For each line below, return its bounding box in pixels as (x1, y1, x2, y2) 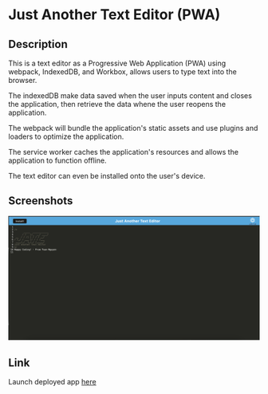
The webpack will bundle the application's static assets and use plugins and (8, 124, 258, 132)
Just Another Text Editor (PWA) (8, 6, 221, 24)
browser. (8, 76, 37, 85)
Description (8, 37, 68, 51)
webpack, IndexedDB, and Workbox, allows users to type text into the (8, 67, 237, 77)
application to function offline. (8, 156, 107, 165)
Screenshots (8, 194, 73, 208)
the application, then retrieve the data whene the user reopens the (8, 100, 226, 108)
